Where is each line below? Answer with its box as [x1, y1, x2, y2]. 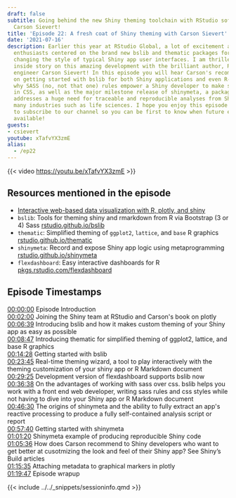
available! [13, 115, 46, 122]
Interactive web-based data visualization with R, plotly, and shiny [17, 205, 206, 215]
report [7, 416, 26, 426]
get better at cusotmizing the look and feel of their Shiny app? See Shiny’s [7, 447, 221, 455]
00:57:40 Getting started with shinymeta [7, 424, 124, 433]
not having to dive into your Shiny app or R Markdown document [7, 395, 194, 403]
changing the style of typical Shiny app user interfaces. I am [13, 56, 206, 63]
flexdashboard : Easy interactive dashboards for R [17, 258, 160, 267]
